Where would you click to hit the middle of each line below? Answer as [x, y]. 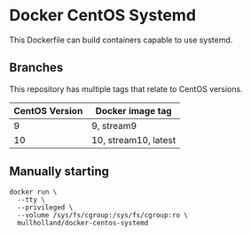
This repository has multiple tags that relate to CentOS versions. [126, 88]
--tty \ [31, 200]
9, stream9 [114, 126]
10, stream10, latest [133, 140]
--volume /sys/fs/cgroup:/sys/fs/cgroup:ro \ [103, 215]
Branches [36, 68]
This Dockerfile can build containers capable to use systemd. [121, 40]
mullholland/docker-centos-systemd [83, 223]
